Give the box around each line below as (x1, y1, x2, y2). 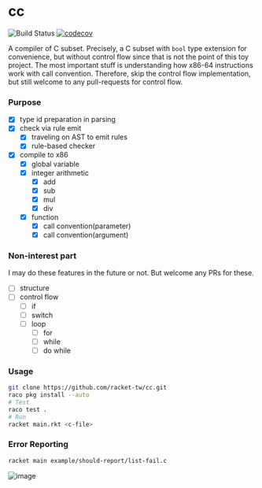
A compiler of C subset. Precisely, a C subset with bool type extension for (8, 43, 248, 53)
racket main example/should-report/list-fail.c (8, 457, 168, 464)
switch (31, 310, 54, 320)
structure (19, 283, 50, 293)
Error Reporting (8, 439, 69, 450)
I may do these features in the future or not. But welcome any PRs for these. (8, 268, 254, 278)
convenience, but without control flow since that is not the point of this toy (8, 52, 249, 61)
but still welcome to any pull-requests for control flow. (8, 77, 183, 87)
